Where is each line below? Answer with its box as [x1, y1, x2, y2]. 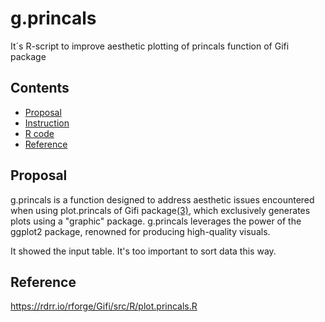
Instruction [24, 117, 70, 129]
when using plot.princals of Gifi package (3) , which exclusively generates [10, 204, 311, 216]
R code [24, 127, 55, 139]
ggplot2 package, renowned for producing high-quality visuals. [10, 225, 271, 237]
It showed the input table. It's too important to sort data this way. [10, 245, 277, 257]
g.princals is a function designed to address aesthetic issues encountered [10, 193, 315, 206]
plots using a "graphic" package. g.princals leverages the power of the [10, 215, 302, 227]
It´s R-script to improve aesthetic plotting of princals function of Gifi [10, 40, 290, 52]
